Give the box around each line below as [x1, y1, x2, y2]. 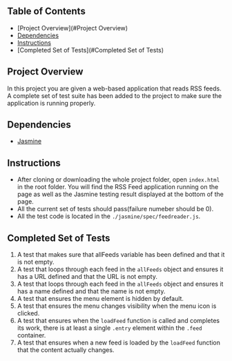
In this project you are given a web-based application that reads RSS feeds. [7, 84, 222, 92]
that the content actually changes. [17, 346, 115, 354]
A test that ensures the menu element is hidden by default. [17, 295, 184, 303]
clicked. [17, 309, 40, 318]
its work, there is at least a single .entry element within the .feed [17, 324, 202, 332]
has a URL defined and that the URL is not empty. [17, 273, 157, 281]
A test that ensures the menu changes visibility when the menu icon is [17, 302, 217, 310]
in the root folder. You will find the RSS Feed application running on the [17, 183, 219, 191]
